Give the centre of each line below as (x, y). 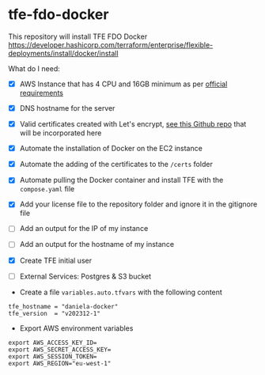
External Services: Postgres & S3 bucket (85, 276)
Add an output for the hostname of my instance (97, 244)
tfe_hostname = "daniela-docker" (63, 306)
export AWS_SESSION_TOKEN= (53, 356)
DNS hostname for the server (67, 108)
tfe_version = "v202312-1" (55, 313)
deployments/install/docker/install (63, 53)
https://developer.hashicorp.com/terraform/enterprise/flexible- (111, 44)
